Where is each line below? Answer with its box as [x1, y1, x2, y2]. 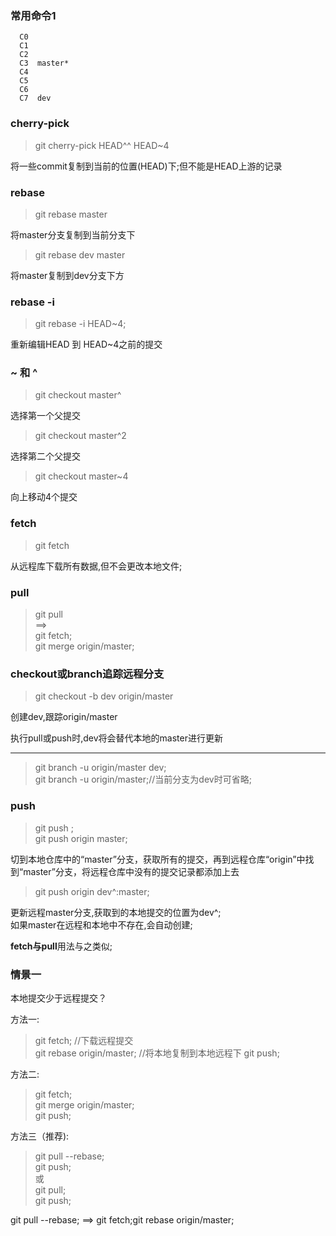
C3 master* [19, 58, 70, 69]
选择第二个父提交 [10, 450, 81, 462]
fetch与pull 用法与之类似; [10, 940, 113, 952]
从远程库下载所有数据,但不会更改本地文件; [10, 560, 183, 572]
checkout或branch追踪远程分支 [10, 667, 165, 681]
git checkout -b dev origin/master [34, 690, 174, 702]
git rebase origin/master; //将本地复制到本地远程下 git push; [34, 1047, 280, 1059]
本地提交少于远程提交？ [10, 992, 107, 1004]
